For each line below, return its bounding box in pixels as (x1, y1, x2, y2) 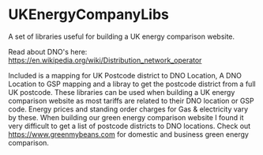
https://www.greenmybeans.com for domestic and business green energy (8, 129, 249, 139)
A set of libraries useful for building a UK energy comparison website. (8, 32, 235, 41)
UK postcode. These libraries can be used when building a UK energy (8, 87, 235, 96)
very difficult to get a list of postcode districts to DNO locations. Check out (8, 121, 251, 130)
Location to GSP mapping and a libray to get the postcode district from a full (8, 79, 256, 89)
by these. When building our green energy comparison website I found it (8, 112, 244, 122)
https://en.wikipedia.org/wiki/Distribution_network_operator (8, 55, 202, 65)
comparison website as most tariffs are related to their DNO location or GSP (8, 96, 254, 105)
